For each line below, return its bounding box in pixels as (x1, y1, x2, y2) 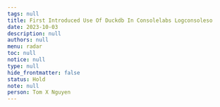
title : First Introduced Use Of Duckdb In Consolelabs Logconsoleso (7, 17, 213, 24)
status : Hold (7, 75, 46, 83)
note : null (7, 82, 39, 89)
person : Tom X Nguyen (7, 89, 71, 96)
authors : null (7, 37, 49, 44)
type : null (7, 63, 39, 70)
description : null (7, 30, 61, 37)
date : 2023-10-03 (7, 23, 59, 30)
